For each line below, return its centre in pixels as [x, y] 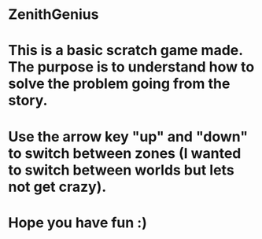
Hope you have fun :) [77, 222]
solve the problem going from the [119, 84]
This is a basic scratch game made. [125, 51]
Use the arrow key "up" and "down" [128, 136]
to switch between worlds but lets [121, 170]
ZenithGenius [54, 15]
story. [28, 101]
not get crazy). [57, 187]
